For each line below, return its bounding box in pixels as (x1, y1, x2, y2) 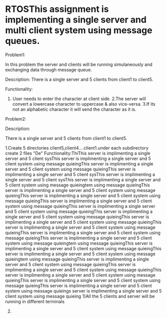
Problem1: (5, 51, 25, 58)
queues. (5, 35, 40, 47)
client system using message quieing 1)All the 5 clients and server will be (5, 293, 155, 299)
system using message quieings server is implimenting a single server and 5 (5, 288, 162, 294)
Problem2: (5, 116, 26, 122)
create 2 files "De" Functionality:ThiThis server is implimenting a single (5, 150, 151, 156)
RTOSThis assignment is (5, 3, 109, 15)
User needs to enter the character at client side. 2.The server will (12, 96, 146, 102)
